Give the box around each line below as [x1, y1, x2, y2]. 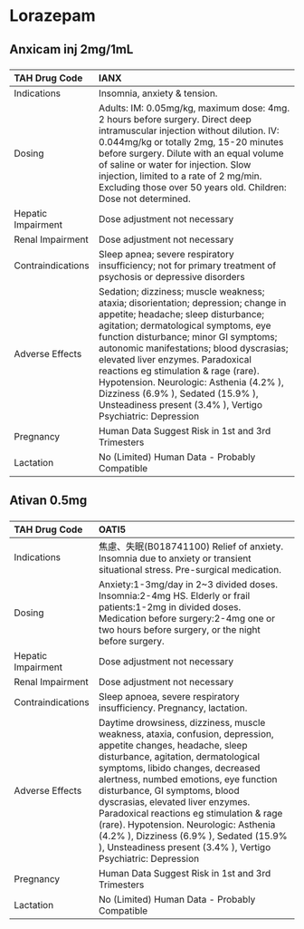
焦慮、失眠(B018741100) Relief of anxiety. [98, 540, 284, 553]
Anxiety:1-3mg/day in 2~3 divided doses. [98, 577, 279, 590]
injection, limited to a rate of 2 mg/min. [98, 169, 262, 182]
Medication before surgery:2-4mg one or [98, 612, 276, 624]
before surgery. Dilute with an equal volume [98, 147, 284, 160]
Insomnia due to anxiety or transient [98, 552, 252, 565]
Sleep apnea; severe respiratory [98, 247, 235, 260]
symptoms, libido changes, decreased [98, 761, 261, 774]
